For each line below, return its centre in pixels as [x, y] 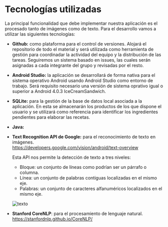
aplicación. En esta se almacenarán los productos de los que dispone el [87, 106]
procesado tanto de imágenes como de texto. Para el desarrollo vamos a [80, 28]
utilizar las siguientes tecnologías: [40, 34]
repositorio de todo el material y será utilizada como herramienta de [83, 49]
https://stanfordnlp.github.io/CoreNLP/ [52, 219]
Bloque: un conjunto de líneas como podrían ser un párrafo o [83, 167]
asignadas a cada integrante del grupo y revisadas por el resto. [78, 65]
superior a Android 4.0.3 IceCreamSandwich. [59, 91]
